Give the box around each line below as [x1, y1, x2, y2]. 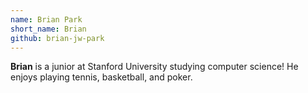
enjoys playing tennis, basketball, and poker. [10, 71, 193, 83]
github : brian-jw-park [10, 33, 105, 43]
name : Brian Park [10, 14, 83, 25]
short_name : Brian [10, 24, 87, 34]
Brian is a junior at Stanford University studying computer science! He [10, 61, 299, 73]
